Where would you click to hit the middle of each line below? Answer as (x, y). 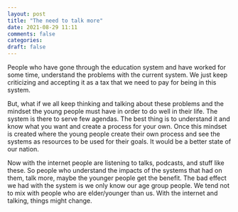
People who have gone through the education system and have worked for (117, 67)
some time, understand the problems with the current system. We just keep (118, 75)
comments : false (31, 34)
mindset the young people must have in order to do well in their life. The (113, 111)
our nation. (23, 149)
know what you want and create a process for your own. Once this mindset (117, 126)
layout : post (27, 14)
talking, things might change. (50, 201)
